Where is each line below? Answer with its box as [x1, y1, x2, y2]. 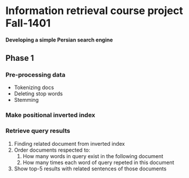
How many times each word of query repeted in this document [22, 159, 174, 166]
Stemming [14, 97, 39, 104]
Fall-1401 [5, 16, 51, 30]
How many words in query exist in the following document [22, 152, 164, 159]
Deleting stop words [14, 90, 63, 97]
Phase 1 [5, 53, 35, 63]
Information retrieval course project [5, 4, 183, 18]
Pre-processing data [5, 71, 66, 79]
